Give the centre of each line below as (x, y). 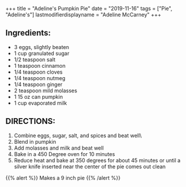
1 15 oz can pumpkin (38, 96)
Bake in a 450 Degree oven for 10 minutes (64, 154)
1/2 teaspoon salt (35, 59)
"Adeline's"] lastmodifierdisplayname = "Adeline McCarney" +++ (83, 15)
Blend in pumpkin (35, 141)
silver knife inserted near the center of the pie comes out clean (90, 167)
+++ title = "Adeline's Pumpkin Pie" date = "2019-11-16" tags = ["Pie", (89, 8)
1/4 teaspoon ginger (38, 84)
